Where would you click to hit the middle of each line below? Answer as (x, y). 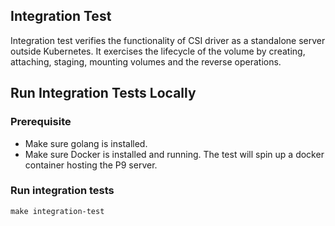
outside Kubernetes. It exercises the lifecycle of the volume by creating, (158, 51)
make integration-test (57, 211)
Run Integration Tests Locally (103, 93)
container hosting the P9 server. (91, 165)
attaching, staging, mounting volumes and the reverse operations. (146, 61)
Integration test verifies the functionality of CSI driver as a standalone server (168, 40)
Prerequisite (41, 122)
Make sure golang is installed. (86, 143)
